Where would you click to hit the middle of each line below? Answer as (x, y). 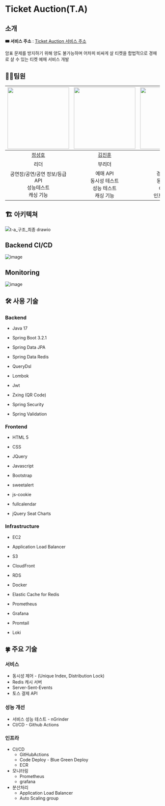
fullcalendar (24, 504)
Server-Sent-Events (32, 687)
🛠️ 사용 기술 (22, 301)
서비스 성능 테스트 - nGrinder (40, 719)
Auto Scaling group (39, 798)
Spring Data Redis (30, 357)
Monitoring (23, 272)
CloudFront (24, 566)
